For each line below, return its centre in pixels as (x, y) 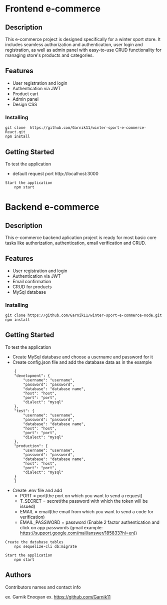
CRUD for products (32, 287)
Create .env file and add (37, 490)
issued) (27, 506)
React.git (15, 132)
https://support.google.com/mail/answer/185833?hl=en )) (78, 533)
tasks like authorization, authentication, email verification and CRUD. (76, 243)
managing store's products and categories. (49, 55)
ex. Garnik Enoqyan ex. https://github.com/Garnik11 (58, 596)
